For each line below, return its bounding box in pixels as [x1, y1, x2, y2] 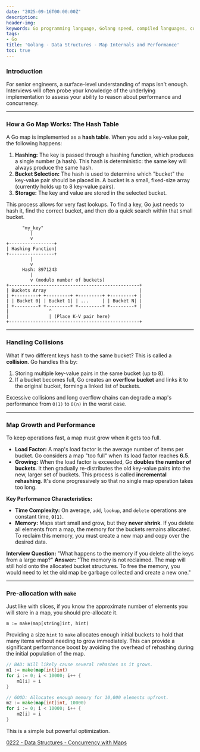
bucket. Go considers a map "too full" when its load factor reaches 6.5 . [14, 452, 190, 459]
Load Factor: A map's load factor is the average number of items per [14, 445, 184, 453]
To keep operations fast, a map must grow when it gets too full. [6, 434, 161, 441]
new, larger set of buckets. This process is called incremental [14, 471, 167, 478]
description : [6, 14, 39, 20]
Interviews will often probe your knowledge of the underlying [6, 87, 156, 94]
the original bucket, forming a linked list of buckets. [14, 382, 141, 389]
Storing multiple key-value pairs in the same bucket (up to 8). [14, 370, 165, 377]
